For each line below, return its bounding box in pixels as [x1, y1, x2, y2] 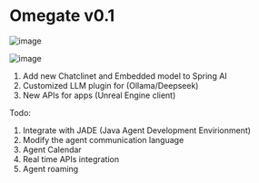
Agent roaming [22, 163, 79, 174]
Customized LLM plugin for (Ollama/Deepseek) [22, 80, 199, 91]
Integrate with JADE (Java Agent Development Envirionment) [22, 124, 252, 136]
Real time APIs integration [22, 153, 120, 164]
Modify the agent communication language [22, 134, 184, 145]
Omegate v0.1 [9, 5, 115, 26]
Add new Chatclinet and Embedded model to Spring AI [22, 70, 227, 82]
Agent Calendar [22, 144, 82, 155]
